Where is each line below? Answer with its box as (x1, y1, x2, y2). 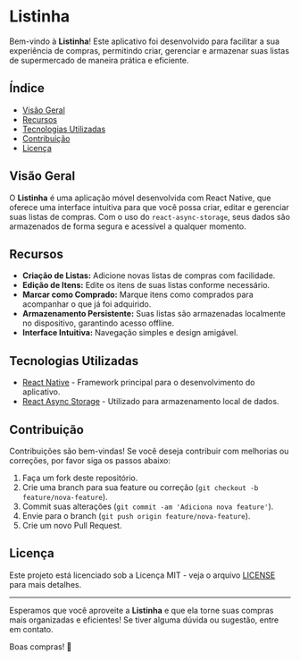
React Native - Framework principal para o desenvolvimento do (21, 377, 256, 388)
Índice (9, 81, 45, 96)
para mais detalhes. (9, 579, 82, 589)
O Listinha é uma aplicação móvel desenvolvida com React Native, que (9, 192, 271, 203)
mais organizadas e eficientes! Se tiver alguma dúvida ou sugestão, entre (9, 614, 279, 625)
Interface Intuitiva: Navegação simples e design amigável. (21, 327, 238, 338)
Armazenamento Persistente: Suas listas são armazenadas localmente (21, 309, 286, 319)
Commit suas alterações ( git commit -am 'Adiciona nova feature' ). (21, 501, 274, 512)
